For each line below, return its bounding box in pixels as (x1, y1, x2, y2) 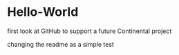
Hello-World (7, 4, 79, 20)
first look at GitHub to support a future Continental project (7, 27, 172, 35)
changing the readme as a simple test (7, 40, 114, 48)
